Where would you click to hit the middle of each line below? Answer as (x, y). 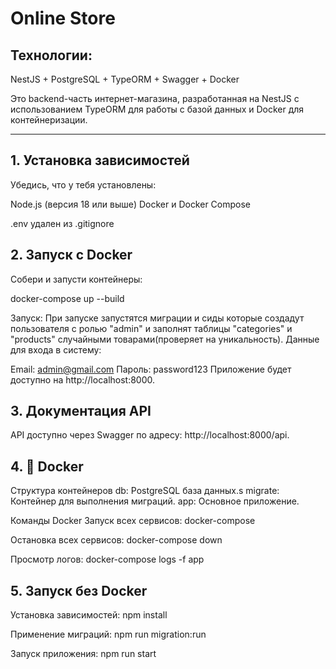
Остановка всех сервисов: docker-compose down (116, 540)
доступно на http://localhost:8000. (83, 379)
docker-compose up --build (67, 298)
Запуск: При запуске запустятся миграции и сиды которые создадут (157, 318)
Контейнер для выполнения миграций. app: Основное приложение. (155, 501)
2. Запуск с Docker (71, 255)
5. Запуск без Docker (79, 590)
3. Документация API (81, 411)
